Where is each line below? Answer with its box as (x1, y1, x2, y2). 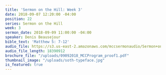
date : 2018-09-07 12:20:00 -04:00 (5, 12, 77, 17)
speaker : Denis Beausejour (5, 35, 61, 40)
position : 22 (5, 16, 32, 21)
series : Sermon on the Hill (5, 21, 63, 26)
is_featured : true (5, 62, 43, 67)
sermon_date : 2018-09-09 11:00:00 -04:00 (5, 30, 92, 35)
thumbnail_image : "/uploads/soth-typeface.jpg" (5, 58, 105, 63)
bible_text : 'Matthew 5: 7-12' (5, 39, 70, 44)
